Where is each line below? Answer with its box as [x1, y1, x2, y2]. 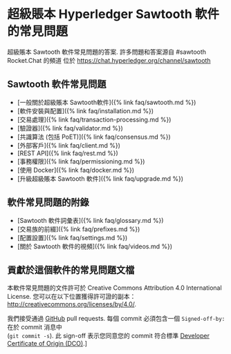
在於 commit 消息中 [7, 323, 62, 331]
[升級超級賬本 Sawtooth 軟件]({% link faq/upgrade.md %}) [17, 174, 184, 183]
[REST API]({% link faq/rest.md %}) [17, 149, 119, 157]
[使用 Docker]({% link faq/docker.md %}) [17, 166, 135, 174]
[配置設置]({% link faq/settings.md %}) [17, 233, 128, 242]
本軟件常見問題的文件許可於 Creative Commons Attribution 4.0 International [7, 284, 223, 292]
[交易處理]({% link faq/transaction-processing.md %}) [17, 115, 172, 124]
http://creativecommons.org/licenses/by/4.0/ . [7, 300, 137, 308]
